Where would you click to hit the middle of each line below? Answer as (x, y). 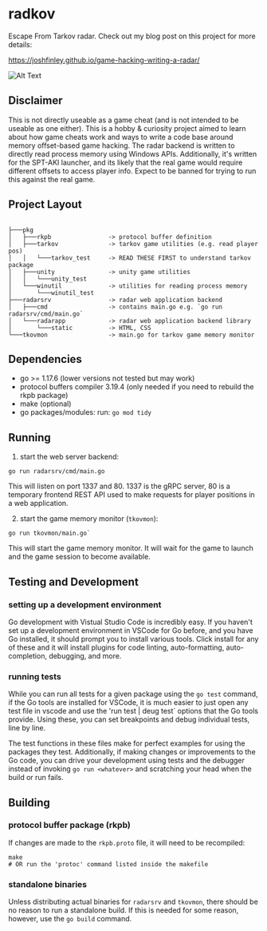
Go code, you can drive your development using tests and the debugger (127, 761)
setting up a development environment (85, 604)
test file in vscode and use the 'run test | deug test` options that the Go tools (133, 711)
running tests (35, 676)
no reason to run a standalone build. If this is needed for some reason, (124, 910)
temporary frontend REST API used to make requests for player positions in (132, 495)
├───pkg (21, 230)
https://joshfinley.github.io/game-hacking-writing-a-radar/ (104, 60)
